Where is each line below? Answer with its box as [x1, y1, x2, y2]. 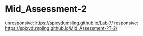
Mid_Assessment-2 [5, 3, 87, 15]
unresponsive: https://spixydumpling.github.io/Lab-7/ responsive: [5, 20, 138, 26]
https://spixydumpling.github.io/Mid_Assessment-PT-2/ [5, 25, 118, 31]
